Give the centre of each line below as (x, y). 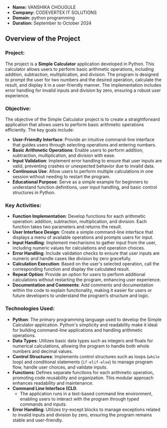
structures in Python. (34, 192)
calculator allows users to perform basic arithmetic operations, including (80, 69)
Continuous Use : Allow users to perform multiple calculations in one (83, 171)
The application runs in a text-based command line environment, (86, 394)
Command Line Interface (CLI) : (45, 388)
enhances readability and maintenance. (53, 383)
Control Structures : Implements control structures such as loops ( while (86, 356)
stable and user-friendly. (38, 420)
